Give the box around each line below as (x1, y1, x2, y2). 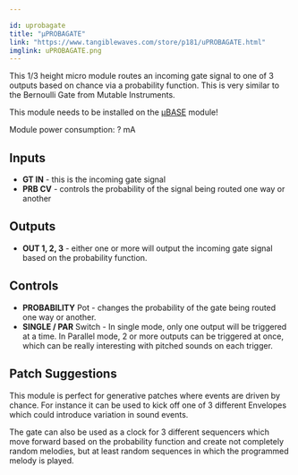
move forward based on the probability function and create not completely (9, 436, 285, 446)
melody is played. (9, 454, 74, 466)
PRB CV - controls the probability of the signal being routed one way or (21, 184, 285, 194)
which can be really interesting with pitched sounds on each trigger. (21, 340, 273, 350)
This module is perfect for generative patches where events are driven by (9, 390, 280, 401)
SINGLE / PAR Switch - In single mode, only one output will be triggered (21, 321, 287, 332)
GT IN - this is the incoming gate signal (21, 174, 166, 185)
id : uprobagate (9, 21, 66, 30)
